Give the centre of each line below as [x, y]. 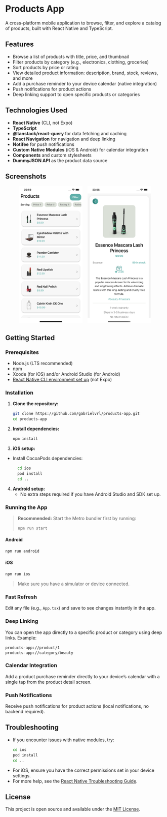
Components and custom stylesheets [52, 155]
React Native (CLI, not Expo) [43, 123]
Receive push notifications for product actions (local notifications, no [77, 706]
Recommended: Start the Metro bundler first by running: [77, 518]
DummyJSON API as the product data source [60, 160]
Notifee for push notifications [43, 144]
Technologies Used [36, 111]
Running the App [26, 507]
